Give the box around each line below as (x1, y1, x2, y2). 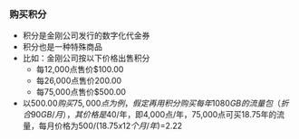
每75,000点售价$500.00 (35, 87, 127, 97)
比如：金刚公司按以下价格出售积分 (22, 52, 150, 64)
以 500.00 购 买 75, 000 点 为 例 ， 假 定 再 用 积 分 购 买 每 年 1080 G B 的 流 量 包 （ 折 (22, 97, 289, 109)
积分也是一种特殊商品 (22, 42, 102, 52)
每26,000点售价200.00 (35, 75, 122, 87)
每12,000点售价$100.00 (35, 64, 124, 75)
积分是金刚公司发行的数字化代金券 (22, 30, 150, 42)
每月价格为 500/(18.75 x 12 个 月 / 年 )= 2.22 (38, 120, 183, 132)
